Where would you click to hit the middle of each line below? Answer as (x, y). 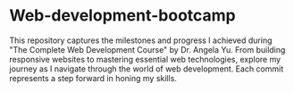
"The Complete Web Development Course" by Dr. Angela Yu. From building (147, 49)
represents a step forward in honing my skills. (93, 78)
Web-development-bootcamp (123, 16)
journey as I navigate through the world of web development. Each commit (147, 69)
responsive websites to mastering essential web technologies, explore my (145, 59)
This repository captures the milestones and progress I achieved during (141, 40)
